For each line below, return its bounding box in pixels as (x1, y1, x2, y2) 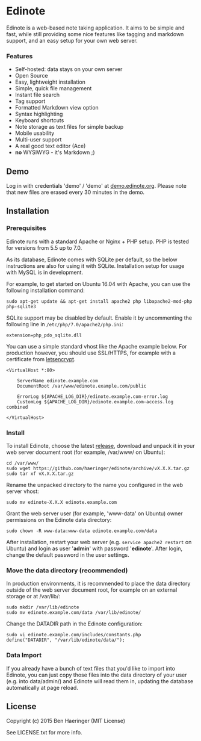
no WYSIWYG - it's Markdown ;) (14, 149, 95, 156)
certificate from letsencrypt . (6, 355, 76, 362)
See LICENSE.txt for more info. (6, 729, 82, 736)
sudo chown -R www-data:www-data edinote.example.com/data (6, 528, 158, 534)
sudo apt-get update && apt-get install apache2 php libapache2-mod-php (6, 298, 193, 305)
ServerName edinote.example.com (17, 377, 98, 383)
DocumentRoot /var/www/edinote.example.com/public (17, 383, 147, 389)
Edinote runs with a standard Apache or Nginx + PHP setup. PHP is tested (6, 238, 190, 245)
